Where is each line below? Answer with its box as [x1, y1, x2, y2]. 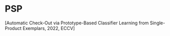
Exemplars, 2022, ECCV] [22, 25, 75, 31]
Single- [150, 20, 165, 26]
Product [5, 25, 22, 31]
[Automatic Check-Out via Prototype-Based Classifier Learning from [5, 20, 149, 26]
